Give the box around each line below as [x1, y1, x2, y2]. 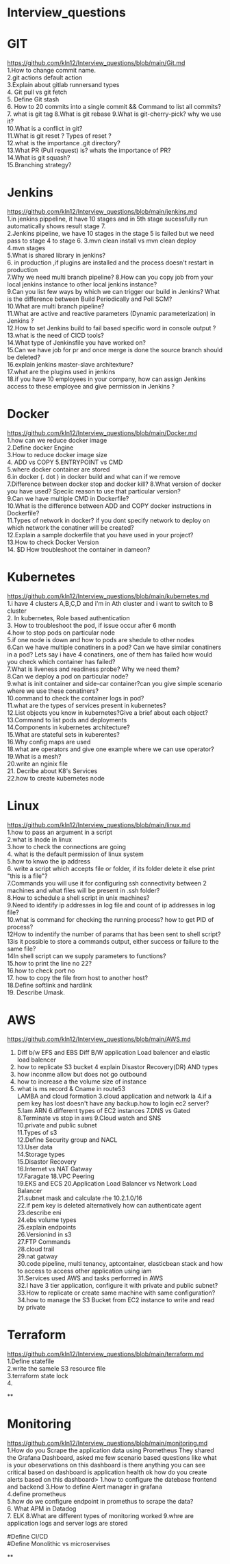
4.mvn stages [7, 244, 46, 252]
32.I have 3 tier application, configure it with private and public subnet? [16, 1281, 218, 1289]
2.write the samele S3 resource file [7, 1364, 106, 1372]
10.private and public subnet [16, 1121, 97, 1129]
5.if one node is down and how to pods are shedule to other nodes [7, 635, 195, 644]
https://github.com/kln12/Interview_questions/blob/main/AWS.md [7, 1035, 191, 1043]
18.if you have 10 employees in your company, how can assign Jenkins [7, 375, 207, 383]
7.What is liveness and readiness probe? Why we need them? [7, 665, 180, 673]
